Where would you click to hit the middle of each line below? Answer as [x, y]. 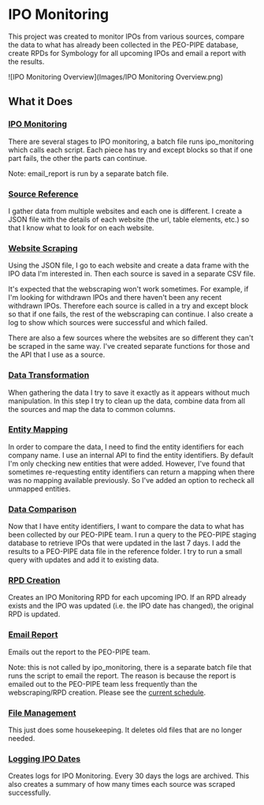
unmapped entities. [39, 489]
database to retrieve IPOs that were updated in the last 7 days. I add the [125, 543]
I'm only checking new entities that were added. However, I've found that [127, 463]
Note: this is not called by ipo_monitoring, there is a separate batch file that [130, 667]
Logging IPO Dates [45, 758]
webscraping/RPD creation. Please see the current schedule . [107, 692]
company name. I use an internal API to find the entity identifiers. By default [131, 455]
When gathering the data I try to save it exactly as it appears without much [129, 392]
